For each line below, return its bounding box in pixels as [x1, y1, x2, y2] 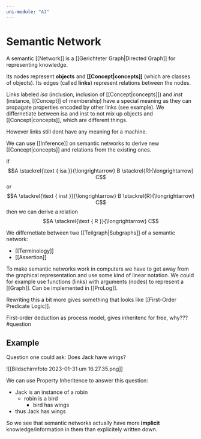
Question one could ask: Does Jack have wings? [6, 354, 126, 361]
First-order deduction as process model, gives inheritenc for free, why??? [6, 314, 188, 321]
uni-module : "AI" [6, 8, 50, 15]
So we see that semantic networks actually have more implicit [6, 419, 160, 427]
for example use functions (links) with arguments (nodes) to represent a [6, 278, 184, 285]
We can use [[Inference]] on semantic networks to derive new [6, 140, 160, 147]
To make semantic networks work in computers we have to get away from [6, 265, 189, 272]
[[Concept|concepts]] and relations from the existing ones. [6, 146, 152, 153]
